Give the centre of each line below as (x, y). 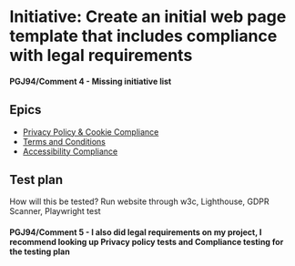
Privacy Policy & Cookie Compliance (91, 132)
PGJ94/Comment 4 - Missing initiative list (91, 81)
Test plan (36, 179)
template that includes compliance (143, 36)
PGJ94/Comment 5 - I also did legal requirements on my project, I (136, 232)
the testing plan (40, 251)
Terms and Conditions (64, 141)
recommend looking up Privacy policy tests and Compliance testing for (147, 242)
